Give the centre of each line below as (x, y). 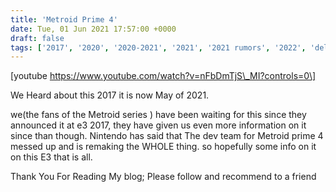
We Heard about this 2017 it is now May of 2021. (110, 95)
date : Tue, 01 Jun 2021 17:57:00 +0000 (93, 29)
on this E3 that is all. (51, 157)
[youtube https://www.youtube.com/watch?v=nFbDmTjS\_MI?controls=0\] (163, 76)
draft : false (37, 38)
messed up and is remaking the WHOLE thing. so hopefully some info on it (163, 147)
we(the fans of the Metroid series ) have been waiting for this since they (158, 115)
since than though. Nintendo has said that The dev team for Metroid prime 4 (167, 136)
